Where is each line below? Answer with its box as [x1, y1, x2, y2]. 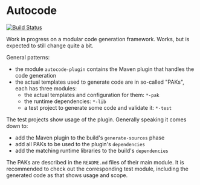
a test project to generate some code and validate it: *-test [24, 104, 172, 111]
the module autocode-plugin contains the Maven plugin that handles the [15, 65, 195, 73]
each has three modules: [15, 84, 77, 92]
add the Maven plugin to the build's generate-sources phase [15, 134, 165, 141]
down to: [6, 122, 28, 129]
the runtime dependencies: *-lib [24, 98, 107, 105]
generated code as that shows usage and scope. [6, 171, 128, 179]
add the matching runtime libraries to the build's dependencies [15, 147, 169, 154]
